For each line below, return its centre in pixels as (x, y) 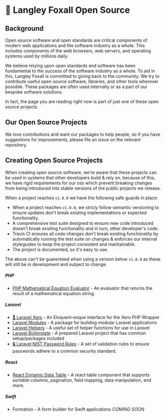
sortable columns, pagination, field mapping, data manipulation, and (82, 380)
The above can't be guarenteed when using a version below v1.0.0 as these (83, 259)
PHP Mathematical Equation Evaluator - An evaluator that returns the (82, 288)
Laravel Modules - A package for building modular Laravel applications (84, 322)
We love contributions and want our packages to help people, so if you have (83, 134)
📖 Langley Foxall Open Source (68, 10)
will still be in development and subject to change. (56, 264)
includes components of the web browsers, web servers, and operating (78, 51)
